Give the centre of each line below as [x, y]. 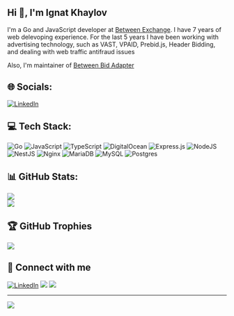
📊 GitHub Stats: [43, 177]
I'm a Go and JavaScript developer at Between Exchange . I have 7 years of [114, 29]
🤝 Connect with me [49, 268]
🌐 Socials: [30, 87]
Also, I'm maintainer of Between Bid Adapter [71, 65]
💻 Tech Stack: [39, 127]
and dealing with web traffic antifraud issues [71, 51]
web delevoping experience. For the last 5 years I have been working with [113, 37]
